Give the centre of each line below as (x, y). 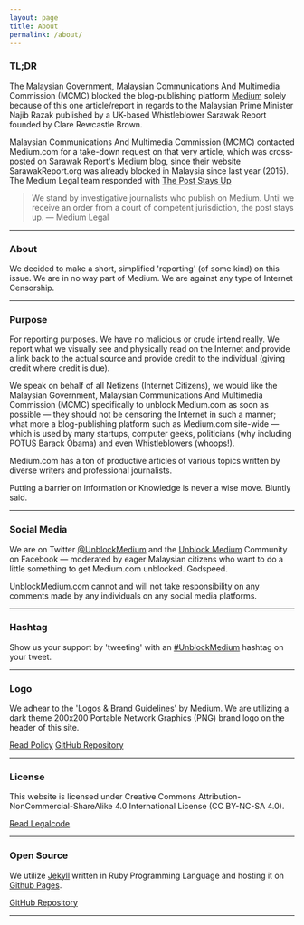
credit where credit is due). (60, 368)
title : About (34, 26)
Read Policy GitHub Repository (66, 745)
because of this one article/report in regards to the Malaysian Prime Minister (152, 105)
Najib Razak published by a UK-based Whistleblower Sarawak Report (138, 115)
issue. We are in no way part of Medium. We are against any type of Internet (152, 278)
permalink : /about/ (46, 34)
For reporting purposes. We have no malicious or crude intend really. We (145, 339)
